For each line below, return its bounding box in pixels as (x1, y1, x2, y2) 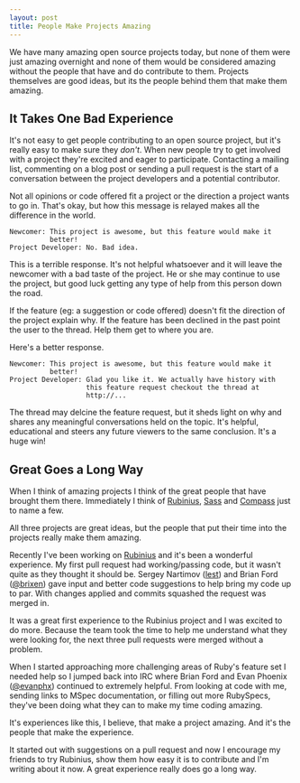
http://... (86, 391, 127, 400)
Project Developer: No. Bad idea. (9, 243, 140, 253)
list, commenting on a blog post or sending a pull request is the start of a (9, 163, 279, 174)
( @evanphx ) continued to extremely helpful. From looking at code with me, (9, 681, 287, 692)
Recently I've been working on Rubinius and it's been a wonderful (9, 550, 254, 561)
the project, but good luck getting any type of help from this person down (9, 278, 282, 289)
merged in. (9, 598, 50, 609)
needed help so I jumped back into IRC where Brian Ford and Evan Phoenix (9, 671, 288, 682)
